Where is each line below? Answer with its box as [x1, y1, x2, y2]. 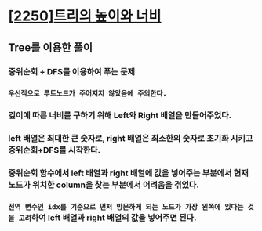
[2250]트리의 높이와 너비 [8, 7, 162, 25]
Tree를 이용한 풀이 [8, 41, 93, 54]
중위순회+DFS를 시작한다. [8, 145, 101, 156]
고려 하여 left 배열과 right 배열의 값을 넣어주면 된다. [18, 212, 197, 223]
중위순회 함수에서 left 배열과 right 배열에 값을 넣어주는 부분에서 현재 [8, 168, 249, 179]
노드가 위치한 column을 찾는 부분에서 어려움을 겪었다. [8, 179, 200, 190]
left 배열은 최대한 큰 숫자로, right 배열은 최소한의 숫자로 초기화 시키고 [8, 133, 253, 144]
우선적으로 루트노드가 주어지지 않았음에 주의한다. [8, 89, 167, 98]
